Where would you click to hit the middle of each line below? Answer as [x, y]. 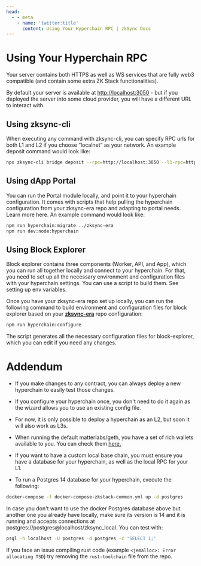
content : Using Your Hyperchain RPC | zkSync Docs [86, 28]
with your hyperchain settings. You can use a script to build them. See [92, 283]
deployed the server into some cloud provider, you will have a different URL [99, 99]
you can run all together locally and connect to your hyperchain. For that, [96, 271]
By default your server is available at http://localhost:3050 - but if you [92, 93]
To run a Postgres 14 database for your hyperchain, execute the [93, 480]
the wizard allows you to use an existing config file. [78, 408]
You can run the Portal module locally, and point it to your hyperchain [91, 195]
